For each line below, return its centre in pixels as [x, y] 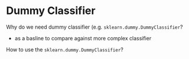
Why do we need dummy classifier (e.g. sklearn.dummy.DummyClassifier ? [94, 27]
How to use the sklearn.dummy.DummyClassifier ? [65, 49]
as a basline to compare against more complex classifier [83, 38]
